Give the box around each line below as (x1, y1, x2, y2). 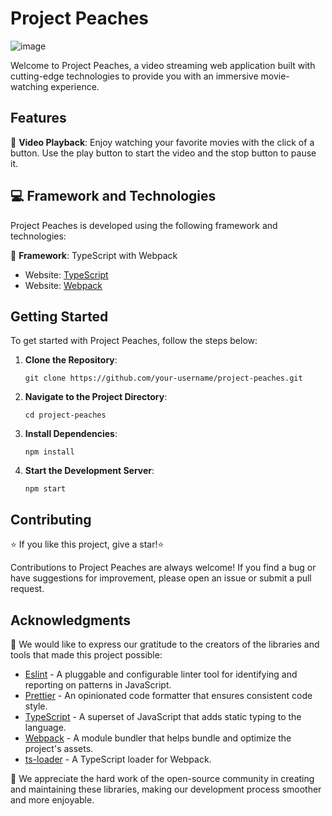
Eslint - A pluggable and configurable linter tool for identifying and (24, 668, 298, 680)
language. (24, 722, 67, 733)
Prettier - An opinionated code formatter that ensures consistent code (24, 690, 313, 701)
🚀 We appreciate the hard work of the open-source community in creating (10, 773, 315, 784)
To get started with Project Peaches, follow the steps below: (10, 335, 258, 347)
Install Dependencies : (24, 428, 118, 440)
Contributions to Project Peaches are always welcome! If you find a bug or (10, 562, 317, 574)
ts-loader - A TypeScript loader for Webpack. (24, 753, 212, 765)
